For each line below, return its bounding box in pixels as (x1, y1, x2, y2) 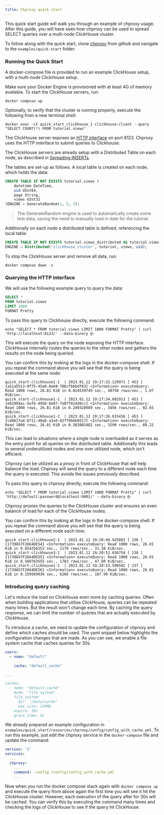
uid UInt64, (14, 188, 38, 193)
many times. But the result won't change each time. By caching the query (5, 605, 153, 611)
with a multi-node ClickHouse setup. (5, 74, 79, 80)
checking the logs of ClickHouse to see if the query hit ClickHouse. (5, 804, 140, 810)
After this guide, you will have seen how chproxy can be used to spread (5, 25, 149, 32)
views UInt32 (14, 197, 41, 202)
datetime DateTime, (14, 183, 54, 188)
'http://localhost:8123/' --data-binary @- (5, 331, 95, 336)
